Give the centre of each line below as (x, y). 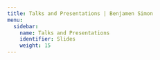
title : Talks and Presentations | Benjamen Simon (80, 13)
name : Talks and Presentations (65, 33)
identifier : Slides (48, 39)
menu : (15, 20)
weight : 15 (35, 46)
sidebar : (26, 26)
